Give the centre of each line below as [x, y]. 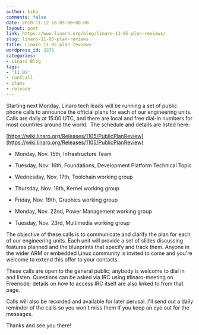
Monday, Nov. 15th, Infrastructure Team [63, 154]
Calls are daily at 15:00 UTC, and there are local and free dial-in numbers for [99, 118]
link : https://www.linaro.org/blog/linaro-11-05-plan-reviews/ [86, 34]
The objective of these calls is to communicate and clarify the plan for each [99, 234]
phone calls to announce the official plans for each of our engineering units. [99, 112]
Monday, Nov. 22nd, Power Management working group [83, 211]
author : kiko [22, 12]
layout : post [22, 28]
